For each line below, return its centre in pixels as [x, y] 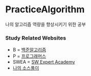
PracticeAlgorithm [45, 9]
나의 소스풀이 [26, 68]
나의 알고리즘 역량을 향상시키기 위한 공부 [45, 24]
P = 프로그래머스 [29, 56]
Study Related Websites [36, 38]
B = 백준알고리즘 [29, 50]
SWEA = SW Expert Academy [44, 62]
